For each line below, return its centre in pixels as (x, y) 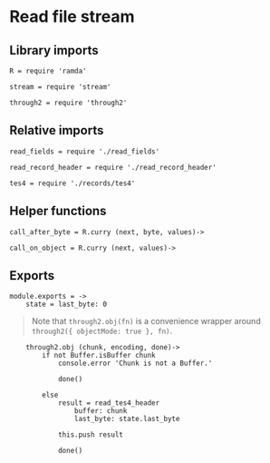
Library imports (54, 50)
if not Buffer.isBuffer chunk (99, 356)
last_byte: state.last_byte (127, 419)
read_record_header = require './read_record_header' (113, 167)
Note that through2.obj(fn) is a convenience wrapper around (146, 321)
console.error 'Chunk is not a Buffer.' (135, 364)
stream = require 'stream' (60, 87)
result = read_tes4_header (109, 403)
